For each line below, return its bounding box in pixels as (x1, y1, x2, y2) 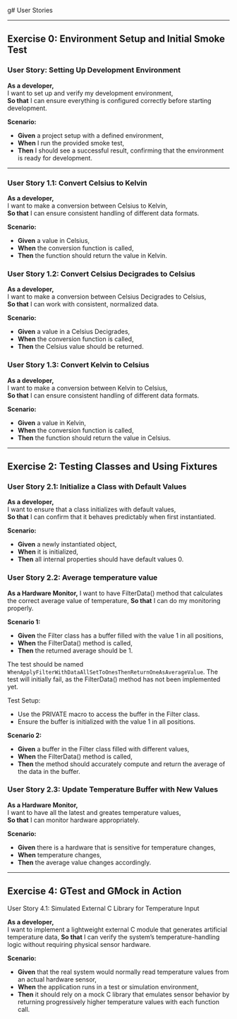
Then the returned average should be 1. (17, 646, 133, 655)
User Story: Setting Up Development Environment (7, 65, 181, 75)
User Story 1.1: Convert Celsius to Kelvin (7, 178, 147, 188)
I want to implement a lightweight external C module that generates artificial (7, 925, 228, 934)
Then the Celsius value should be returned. (17, 342, 144, 351)
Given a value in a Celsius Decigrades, (17, 328, 130, 336)
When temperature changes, (17, 850, 102, 859)
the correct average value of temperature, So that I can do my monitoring (7, 596, 221, 604)
